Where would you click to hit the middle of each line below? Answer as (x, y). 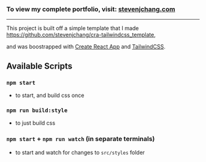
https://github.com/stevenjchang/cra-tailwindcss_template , (81, 35)
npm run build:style (37, 110)
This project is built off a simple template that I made (73, 28)
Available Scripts (39, 66)
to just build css (35, 123)
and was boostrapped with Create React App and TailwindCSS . (86, 47)
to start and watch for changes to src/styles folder (80, 152)
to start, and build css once (50, 95)
